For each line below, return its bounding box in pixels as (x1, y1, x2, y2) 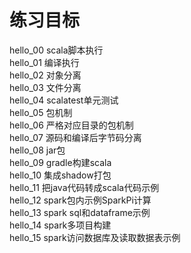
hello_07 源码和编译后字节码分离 (9, 131, 142, 143)
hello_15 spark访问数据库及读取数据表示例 (9, 231, 181, 243)
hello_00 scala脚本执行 (9, 44, 104, 56)
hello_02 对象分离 (9, 69, 82, 81)
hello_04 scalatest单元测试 (9, 94, 119, 106)
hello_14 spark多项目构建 (9, 219, 112, 231)
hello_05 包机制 (9, 106, 73, 118)
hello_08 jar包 (9, 144, 66, 156)
